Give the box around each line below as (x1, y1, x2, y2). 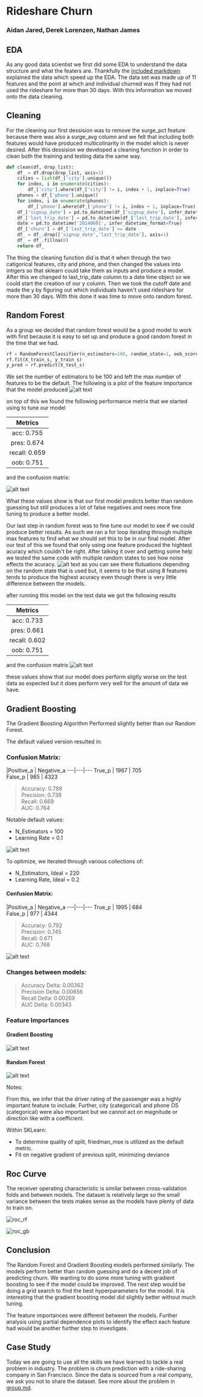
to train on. (6, 1204, 33, 1211)
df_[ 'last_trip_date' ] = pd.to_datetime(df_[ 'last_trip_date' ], (17, 215, 182, 221)
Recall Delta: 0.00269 (21, 994, 76, 1002)
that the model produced (6, 386, 68, 394)
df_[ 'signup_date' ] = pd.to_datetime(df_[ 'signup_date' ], (17, 209, 166, 215)
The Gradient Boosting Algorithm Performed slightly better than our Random (6, 720, 196, 727)
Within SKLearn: (6, 1127, 47, 1134)
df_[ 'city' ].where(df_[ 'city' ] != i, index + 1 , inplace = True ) (28, 187, 190, 193)
